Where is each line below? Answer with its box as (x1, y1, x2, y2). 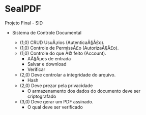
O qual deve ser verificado (27, 104, 83, 110)
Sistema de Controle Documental (12, 29, 82, 35)
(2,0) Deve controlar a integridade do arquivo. (19, 71, 116, 78)
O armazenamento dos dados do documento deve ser (27, 88, 141, 94)
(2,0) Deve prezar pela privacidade (19, 82, 93, 89)
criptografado (27, 93, 56, 99)
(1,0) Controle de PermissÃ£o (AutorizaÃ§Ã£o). (19, 45, 119, 51)
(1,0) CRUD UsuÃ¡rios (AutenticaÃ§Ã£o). (19, 39, 105, 46)
